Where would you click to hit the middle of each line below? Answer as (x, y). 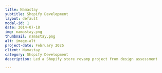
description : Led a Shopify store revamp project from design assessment (81, 59)
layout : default (21, 18)
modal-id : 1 (17, 23)
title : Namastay (21, 9)
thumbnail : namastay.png (30, 37)
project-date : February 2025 (35, 45)
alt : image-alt (20, 41)
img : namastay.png (24, 32)
